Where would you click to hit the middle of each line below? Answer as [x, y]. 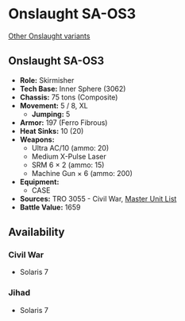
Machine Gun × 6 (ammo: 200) [82, 173]
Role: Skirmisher [47, 80]
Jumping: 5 [51, 114]
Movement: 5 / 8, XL [54, 105]
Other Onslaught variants [49, 36]
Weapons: [37, 139]
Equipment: [39, 182]
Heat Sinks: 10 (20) [52, 131]
